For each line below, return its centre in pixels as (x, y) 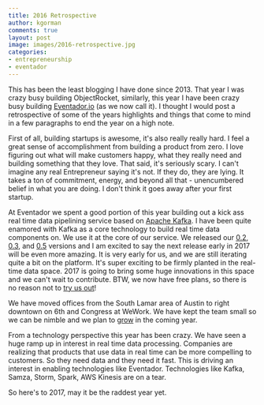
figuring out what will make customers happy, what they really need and (125, 155)
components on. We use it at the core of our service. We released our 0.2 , (128, 237)
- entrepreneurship (40, 60)
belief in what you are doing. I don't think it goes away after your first (120, 188)
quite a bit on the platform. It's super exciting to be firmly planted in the (123, 262)
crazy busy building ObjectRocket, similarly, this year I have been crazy (124, 97)
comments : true (33, 30)
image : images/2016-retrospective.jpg (72, 45)
